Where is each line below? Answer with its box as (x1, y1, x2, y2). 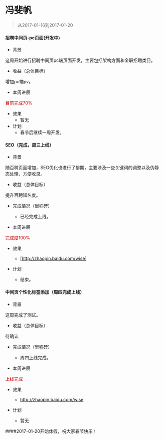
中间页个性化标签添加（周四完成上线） (5, 289, 84, 295)
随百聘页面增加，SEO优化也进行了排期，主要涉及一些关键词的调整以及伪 (5, 165, 155, 171)
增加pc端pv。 (5, 79, 34, 85)
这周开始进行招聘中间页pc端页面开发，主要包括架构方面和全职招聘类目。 (5, 57, 155, 63)
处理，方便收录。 (9, 171, 45, 177)
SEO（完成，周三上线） (5, 141, 54, 148)
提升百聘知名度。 (5, 192, 41, 198)
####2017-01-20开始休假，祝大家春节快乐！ (5, 428, 97, 434)
